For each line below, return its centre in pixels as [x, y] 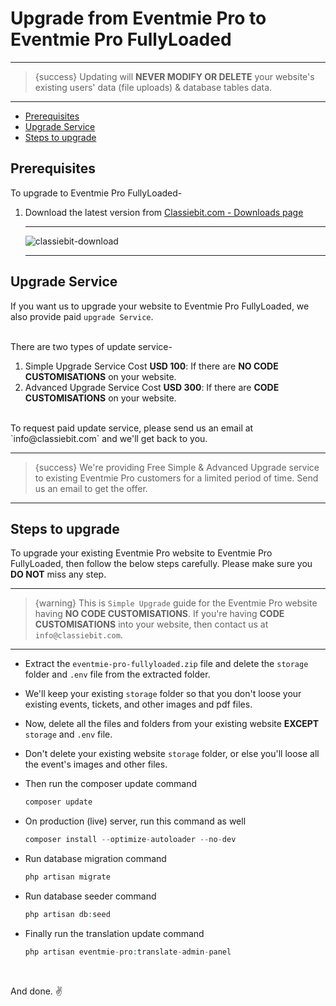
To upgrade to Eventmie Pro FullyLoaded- [96, 193]
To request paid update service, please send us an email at [132, 428]
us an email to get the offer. [91, 488]
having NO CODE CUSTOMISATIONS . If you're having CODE [159, 614]
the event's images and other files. [96, 764]
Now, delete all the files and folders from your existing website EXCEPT [172, 724]
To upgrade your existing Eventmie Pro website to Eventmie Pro [141, 553]
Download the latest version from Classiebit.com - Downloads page [164, 212]
